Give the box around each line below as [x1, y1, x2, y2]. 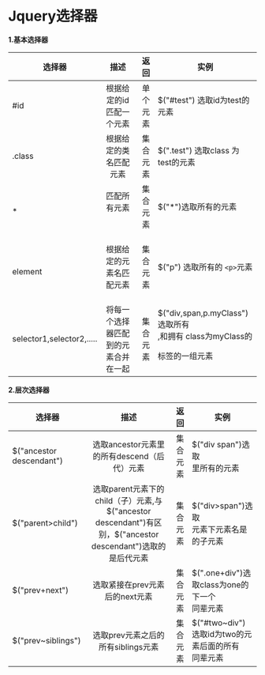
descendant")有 [95, 517, 155, 528]
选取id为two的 [192, 628, 244, 639]
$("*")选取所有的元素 [157, 201, 237, 212]
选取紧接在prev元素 [92, 579, 165, 590]
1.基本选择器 [8, 35, 49, 44]
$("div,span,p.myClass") [157, 307, 249, 319]
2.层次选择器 [8, 385, 50, 394]
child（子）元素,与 [94, 495, 163, 506]
